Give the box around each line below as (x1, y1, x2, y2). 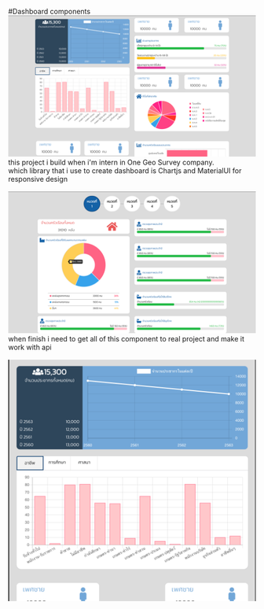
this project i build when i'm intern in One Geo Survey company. (8, 157, 214, 168)
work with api (8, 342, 53, 352)
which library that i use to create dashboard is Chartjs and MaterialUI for (8, 166, 242, 175)
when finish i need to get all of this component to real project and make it (8, 334, 245, 343)
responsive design (8, 175, 68, 184)
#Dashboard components (8, 7, 91, 16)
